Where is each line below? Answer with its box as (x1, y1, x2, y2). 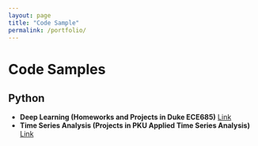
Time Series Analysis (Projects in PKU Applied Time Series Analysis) (19, 121, 251, 130)
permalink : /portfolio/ (8, 26, 87, 34)
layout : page (8, 11, 51, 20)
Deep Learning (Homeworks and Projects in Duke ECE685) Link (19, 112, 232, 122)
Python (8, 92, 45, 105)
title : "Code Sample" (8, 19, 80, 27)
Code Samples (8, 60, 106, 78)
